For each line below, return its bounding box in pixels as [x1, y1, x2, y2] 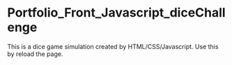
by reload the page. [7, 50, 63, 58]
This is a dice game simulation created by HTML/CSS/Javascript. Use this [7, 42, 219, 50]
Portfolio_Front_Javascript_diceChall [7, 5, 226, 21]
